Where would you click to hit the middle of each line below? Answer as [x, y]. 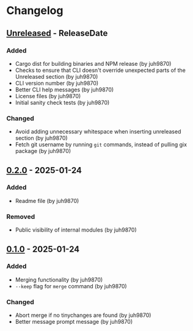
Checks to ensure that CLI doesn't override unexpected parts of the [100, 70]
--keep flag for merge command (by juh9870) [71, 286]
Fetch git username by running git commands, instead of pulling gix [101, 144]
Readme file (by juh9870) [47, 201]
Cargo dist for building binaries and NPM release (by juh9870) [93, 63]
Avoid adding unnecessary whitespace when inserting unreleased [98, 132]
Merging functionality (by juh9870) [59, 279]
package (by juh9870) [43, 151]
